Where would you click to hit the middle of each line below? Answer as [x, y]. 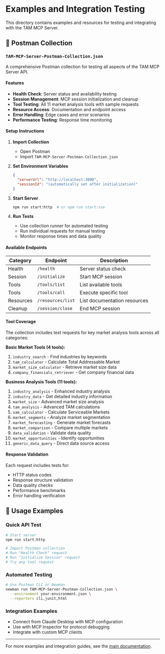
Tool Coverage [21, 322]
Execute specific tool [104, 292]
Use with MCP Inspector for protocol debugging [61, 627]
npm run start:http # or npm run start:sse [59, 207]
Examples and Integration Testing [75, 9]
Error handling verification [39, 496]
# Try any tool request [30, 562]
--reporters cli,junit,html [39, 598]
